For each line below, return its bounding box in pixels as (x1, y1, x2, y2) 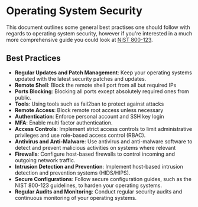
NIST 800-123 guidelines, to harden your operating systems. (14, 182, 163, 189)
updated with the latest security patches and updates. (14, 75, 147, 82)
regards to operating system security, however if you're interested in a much (6, 29, 193, 37)
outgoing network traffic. (14, 156, 76, 163)
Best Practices (6, 53, 61, 63)
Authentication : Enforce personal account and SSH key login (14, 113, 164, 120)
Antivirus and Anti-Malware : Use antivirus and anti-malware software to (14, 137, 193, 145)
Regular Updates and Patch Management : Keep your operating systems (14, 69, 192, 76)
